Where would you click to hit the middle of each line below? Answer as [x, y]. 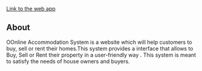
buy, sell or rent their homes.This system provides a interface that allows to [100, 48]
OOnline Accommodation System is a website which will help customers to [99, 42]
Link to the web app [31, 9]
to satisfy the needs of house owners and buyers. [68, 61]
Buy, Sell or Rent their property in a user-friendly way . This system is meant [101, 55]
